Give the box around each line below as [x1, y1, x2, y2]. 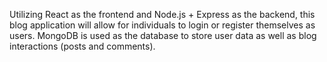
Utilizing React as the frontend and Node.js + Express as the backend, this [9, 9, 316, 20]
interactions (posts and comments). [9, 40, 156, 52]
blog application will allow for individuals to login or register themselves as [9, 19, 316, 31]
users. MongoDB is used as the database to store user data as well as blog [9, 30, 317, 41]
